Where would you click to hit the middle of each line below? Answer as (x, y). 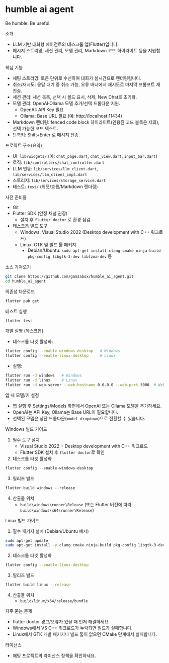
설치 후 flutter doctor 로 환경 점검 (55, 219)
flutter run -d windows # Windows (44, 375)
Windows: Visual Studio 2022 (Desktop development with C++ (85, 232)
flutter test (19, 321)
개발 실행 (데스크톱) (24, 331)
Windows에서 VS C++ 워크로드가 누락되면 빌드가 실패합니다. (72, 628)
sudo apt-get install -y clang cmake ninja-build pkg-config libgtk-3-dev (85, 545)
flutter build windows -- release (40, 488)
